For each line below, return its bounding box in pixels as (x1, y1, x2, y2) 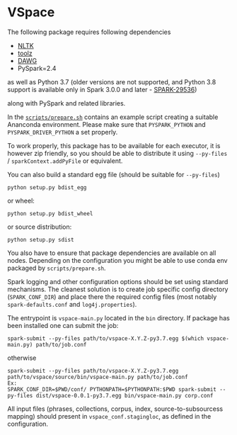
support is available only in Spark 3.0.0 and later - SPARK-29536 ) (7, 85, 197, 94)
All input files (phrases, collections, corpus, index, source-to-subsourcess (7, 405, 224, 413)
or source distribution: (7, 222, 72, 231)
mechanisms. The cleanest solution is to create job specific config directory (7, 285, 229, 293)
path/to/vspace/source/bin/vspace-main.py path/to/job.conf (7, 373, 189, 380)
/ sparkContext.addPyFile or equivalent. (7, 157, 123, 165)
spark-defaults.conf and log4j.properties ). (7, 300, 137, 308)
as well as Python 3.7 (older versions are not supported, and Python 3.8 (7, 77, 216, 86)
